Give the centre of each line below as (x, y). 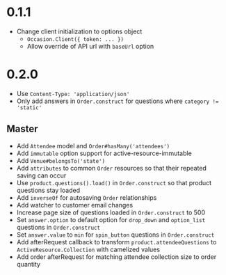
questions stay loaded (48, 190)
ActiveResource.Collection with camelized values (88, 249)
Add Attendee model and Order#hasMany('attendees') (93, 146)
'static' (29, 108)
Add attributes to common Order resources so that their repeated (111, 168)
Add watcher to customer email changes (75, 205)
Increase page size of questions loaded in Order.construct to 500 (111, 212)
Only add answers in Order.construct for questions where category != (118, 101)
